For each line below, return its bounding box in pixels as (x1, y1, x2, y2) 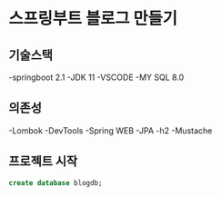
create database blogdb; (8, 178, 103, 187)
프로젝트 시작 (8, 153, 78, 169)
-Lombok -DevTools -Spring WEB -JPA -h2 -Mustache (8, 124, 213, 136)
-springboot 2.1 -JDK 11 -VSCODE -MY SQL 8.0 (8, 72, 185, 83)
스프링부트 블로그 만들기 (8, 8, 178, 29)
